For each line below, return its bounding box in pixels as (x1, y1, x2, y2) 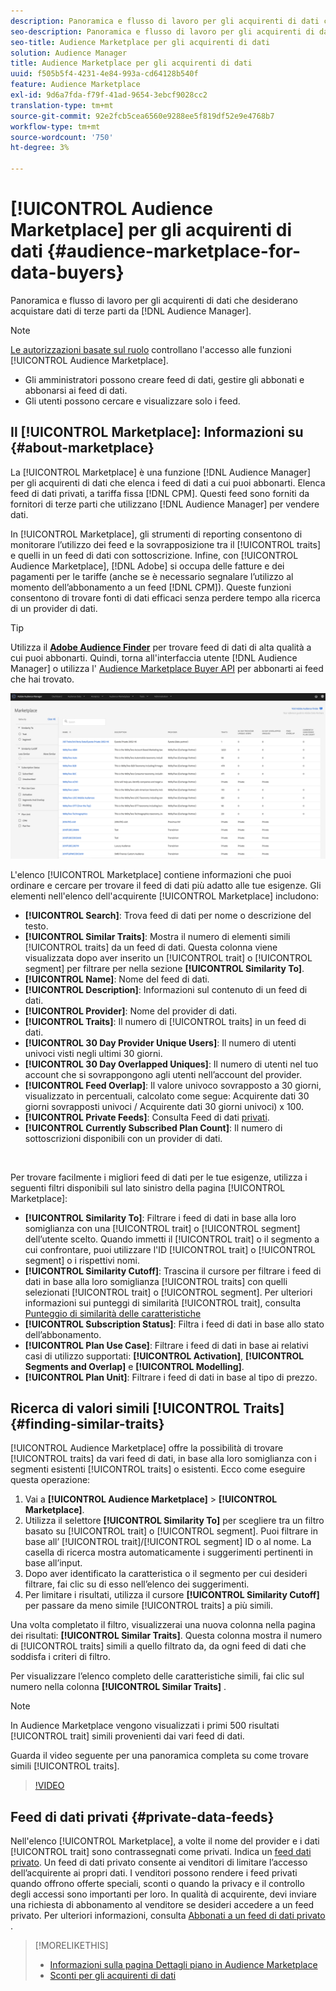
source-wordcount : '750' (10, 132, 114, 142)
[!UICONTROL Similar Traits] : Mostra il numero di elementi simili (24, 930, 291, 942)
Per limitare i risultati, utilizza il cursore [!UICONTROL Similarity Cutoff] (24, 1589, 320, 1601)
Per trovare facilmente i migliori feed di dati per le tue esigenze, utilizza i (10, 1171, 308, 1183)
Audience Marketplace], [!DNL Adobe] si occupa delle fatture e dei (10, 560, 285, 572)
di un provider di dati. (10, 602, 98, 614)
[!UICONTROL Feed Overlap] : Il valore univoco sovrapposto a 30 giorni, (24, 1079, 322, 1091)
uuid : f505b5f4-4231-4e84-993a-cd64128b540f (10, 69, 199, 79)
